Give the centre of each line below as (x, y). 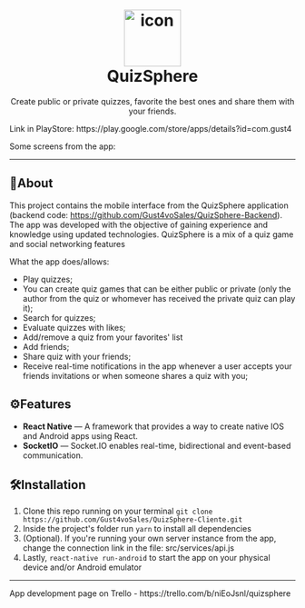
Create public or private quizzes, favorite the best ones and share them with (152, 101)
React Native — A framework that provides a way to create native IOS (153, 426)
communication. (53, 455)
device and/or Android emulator (82, 567)
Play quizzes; (47, 279)
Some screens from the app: (63, 146)
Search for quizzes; (59, 317)
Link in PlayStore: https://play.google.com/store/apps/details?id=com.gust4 (151, 128)
